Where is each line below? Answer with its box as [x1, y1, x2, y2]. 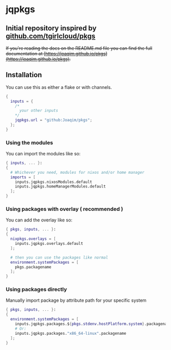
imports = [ [10, 174, 36, 180]
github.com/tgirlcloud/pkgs [6, 31, 96, 40]
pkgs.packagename [15, 264, 52, 270]
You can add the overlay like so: [6, 217, 73, 223]
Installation [6, 71, 42, 79]
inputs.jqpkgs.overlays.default [15, 241, 83, 246]
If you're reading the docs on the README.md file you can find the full [6, 45, 153, 51]
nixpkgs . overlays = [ [10, 236, 56, 242]
